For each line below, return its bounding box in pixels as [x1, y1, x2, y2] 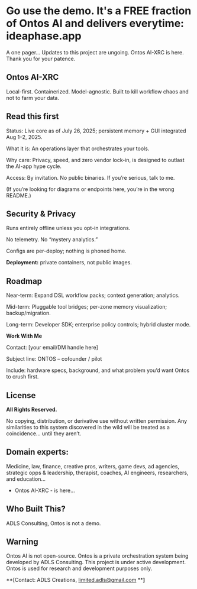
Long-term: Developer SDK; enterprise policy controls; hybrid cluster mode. [6, 321, 191, 328]
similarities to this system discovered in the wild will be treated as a [6, 424, 170, 431]
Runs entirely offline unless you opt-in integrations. [6, 225, 131, 232]
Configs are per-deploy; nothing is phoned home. [6, 247, 127, 255]
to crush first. [6, 373, 39, 380]
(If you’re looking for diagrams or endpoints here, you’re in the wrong [6, 185, 175, 193]
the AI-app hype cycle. [6, 163, 62, 170]
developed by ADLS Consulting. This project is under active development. [6, 559, 186, 566]
